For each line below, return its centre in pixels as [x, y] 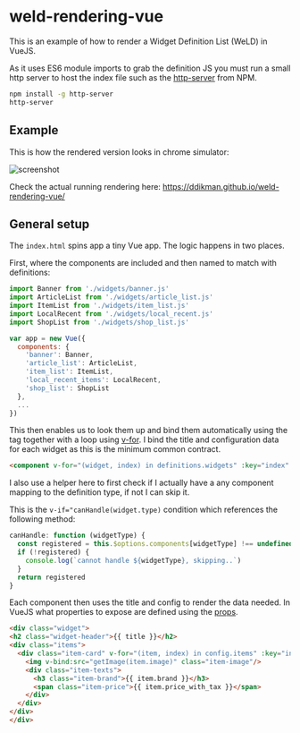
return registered [52, 577]
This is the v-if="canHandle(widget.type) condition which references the [144, 510]
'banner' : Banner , [59, 355]
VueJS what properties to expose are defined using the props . [124, 612]
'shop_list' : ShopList [67, 388]
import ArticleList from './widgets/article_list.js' [112, 297]
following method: [42, 519]
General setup [50, 224]
